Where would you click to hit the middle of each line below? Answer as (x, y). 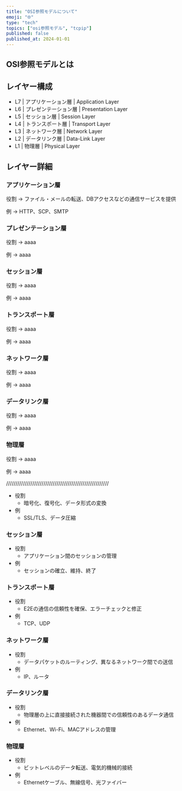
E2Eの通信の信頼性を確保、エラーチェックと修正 (82, 609)
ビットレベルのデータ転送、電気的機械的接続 (78, 768)
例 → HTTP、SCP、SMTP (38, 211)
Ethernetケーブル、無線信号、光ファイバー (75, 782)
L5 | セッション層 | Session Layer (55, 116)
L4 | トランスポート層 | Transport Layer (63, 124)
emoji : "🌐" (20, 17)
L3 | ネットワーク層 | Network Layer (58, 131)
